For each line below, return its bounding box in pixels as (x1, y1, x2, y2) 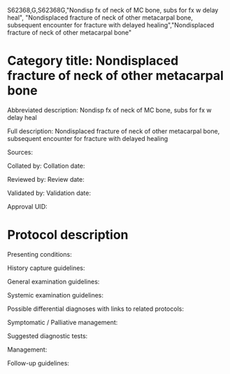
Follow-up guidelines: (7, 359, 70, 367)
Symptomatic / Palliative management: (7, 318, 118, 326)
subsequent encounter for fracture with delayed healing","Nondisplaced (7, 21, 215, 29)
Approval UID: (7, 202, 48, 211)
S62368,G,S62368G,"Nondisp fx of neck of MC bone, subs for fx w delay (7, 6, 219, 14)
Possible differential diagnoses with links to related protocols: (7, 305, 184, 313)
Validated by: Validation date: (7, 189, 91, 197)
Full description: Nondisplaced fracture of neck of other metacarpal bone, (7, 126, 220, 135)
